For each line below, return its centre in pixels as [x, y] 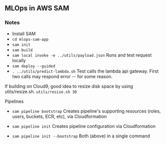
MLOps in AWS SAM [37, 8]
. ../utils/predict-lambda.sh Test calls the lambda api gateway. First [85, 71]
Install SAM [24, 33]
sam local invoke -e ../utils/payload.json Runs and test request [82, 55]
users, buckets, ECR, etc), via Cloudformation [59, 116]
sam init [21, 45]
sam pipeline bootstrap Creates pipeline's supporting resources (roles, [86, 111]
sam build [22, 50]
